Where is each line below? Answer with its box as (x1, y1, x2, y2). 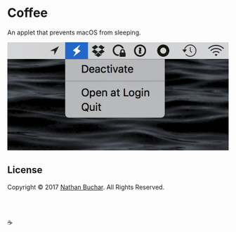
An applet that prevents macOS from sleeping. (7, 28, 142, 37)
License (7, 164, 43, 176)
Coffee (7, 5, 48, 21)
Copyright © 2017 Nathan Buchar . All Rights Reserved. (7, 183, 165, 191)
